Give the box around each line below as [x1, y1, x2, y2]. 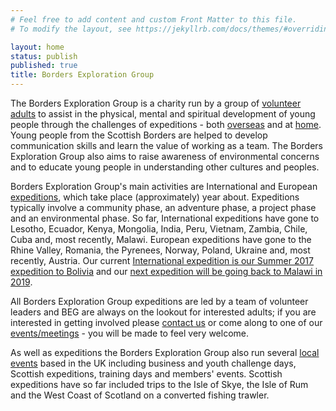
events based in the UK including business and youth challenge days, [10, 357, 297, 369]
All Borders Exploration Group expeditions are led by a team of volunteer [10, 296, 309, 307]
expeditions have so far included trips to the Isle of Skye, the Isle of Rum [10, 379, 309, 390]
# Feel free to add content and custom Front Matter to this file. [10, 14, 298, 25]
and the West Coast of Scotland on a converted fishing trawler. [10, 389, 270, 401]
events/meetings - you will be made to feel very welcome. [10, 327, 250, 339]
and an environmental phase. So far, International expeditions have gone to [10, 212, 320, 224]
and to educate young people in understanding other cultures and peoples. [10, 161, 320, 173]
